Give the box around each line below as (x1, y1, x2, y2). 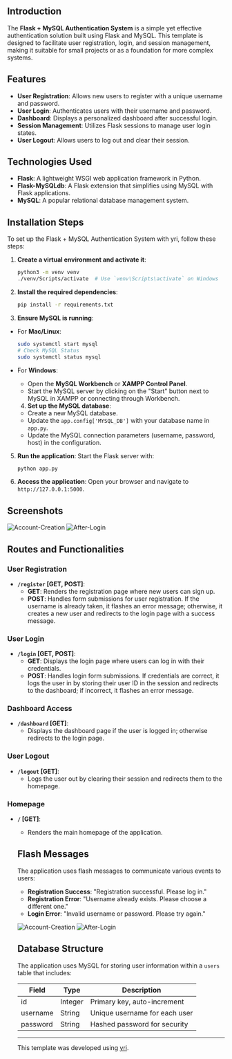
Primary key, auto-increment (90, 997, 184, 1006)
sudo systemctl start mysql (17, 341, 98, 347)
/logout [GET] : (17, 767, 60, 775)
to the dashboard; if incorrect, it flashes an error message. (27, 687, 194, 695)
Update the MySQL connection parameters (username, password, (27, 431, 215, 439)
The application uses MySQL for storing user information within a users (17, 961, 220, 970)
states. (17, 128, 37, 137)
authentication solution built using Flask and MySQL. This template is (7, 31, 204, 39)
